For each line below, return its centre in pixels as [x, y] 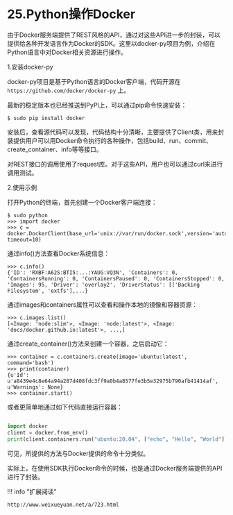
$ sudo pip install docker [46, 118]
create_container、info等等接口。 [55, 149]
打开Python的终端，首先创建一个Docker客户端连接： [82, 202]
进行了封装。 [25, 477]
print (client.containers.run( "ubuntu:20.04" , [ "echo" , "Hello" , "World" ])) [119, 439]
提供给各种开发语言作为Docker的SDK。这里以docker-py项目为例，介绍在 [111, 43]
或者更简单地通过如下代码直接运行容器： [65, 407]
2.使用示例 [22, 187]
